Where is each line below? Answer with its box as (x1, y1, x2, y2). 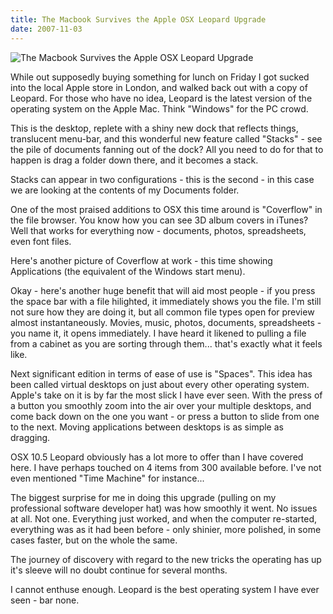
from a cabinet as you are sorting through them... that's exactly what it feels (10, 337, 323, 350)
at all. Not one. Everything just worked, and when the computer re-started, (10, 512, 318, 525)
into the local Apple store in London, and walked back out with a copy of (10, 81, 308, 93)
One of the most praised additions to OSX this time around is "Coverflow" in (10, 203, 323, 215)
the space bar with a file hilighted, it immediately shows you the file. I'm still (10, 295, 322, 307)
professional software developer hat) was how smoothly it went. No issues (10, 502, 318, 514)
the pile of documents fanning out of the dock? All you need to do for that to (10, 143, 324, 155)
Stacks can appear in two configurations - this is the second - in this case (10, 173, 315, 185)
